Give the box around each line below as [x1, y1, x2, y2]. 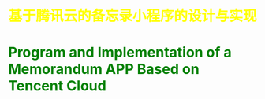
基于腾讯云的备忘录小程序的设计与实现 [8, 7, 258, 25]
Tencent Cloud [8, 77, 106, 95]
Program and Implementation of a [8, 44, 233, 61]
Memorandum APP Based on [8, 60, 200, 79]
